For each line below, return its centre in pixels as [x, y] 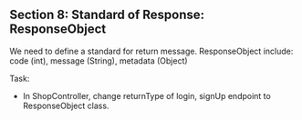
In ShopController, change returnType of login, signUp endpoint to [146, 95]
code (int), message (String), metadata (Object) [99, 60]
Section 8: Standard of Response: [107, 15]
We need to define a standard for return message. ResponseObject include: [151, 51]
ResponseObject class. [66, 105]
